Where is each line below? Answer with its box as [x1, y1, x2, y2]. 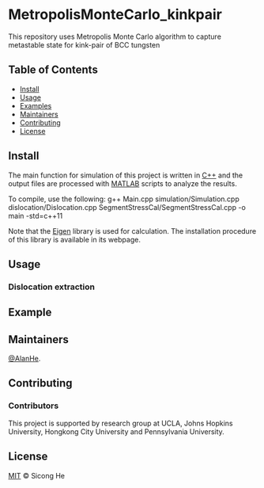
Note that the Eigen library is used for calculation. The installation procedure [8, 226, 257, 235]
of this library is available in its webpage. [8, 234, 141, 244]
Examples [19, 101, 52, 110]
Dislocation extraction [8, 281, 96, 292]
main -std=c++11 [8, 211, 63, 220]
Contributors [8, 400, 59, 411]
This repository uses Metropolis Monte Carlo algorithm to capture [8, 32, 221, 41]
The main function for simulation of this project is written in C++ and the [8, 170, 243, 180]
